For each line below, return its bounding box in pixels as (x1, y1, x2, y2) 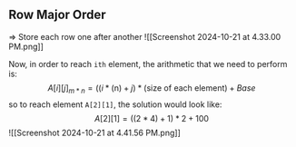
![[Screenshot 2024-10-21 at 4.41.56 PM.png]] (8, 127, 181, 138)
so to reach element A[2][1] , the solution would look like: (8, 99, 222, 110)
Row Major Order (8, 7, 106, 23)
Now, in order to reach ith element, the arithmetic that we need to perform (8, 58, 288, 69)
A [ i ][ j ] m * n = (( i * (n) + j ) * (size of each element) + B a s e (47, 82, 256, 95)
